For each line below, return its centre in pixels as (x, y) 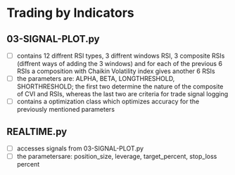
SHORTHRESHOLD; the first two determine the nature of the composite (120, 86)
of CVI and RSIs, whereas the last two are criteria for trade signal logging (122, 94)
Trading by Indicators (70, 13)
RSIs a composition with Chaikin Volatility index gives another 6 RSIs (116, 71)
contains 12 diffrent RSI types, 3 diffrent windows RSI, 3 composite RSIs (121, 56)
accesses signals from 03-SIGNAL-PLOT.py (80, 148)
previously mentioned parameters (66, 110)
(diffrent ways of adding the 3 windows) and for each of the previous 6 (120, 64)
